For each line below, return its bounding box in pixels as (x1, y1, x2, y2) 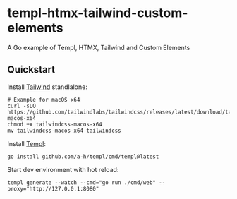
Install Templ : (7, 139, 47, 147)
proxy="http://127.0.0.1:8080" (7, 185, 99, 192)
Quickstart (7, 64, 56, 76)
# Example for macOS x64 (7, 96, 80, 103)
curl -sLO (7, 102, 37, 109)
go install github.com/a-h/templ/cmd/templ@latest (7, 153, 159, 160)
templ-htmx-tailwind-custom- (7, 5, 188, 21)
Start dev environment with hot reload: (7, 165, 119, 174)
